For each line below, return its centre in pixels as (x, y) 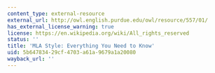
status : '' (23, 40)
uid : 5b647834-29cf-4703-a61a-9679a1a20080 (72, 53)
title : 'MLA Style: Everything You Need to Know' (81, 46)
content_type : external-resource (56, 14)
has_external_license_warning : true (61, 26)
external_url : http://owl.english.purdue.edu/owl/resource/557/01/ (108, 20)
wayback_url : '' (31, 59)
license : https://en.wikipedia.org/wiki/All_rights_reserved (98, 33)
